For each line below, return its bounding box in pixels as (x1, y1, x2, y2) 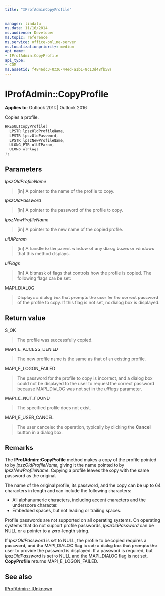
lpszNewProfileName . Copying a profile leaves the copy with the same (5, 467, 149, 473)
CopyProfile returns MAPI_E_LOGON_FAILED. (5, 558, 98, 564)
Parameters (5, 165, 42, 174)
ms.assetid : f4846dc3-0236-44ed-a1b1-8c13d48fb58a (5, 67, 112, 72)
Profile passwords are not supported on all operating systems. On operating (5, 517, 160, 523)
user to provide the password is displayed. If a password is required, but (5, 547, 153, 553)
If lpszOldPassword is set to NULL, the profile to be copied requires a (5, 537, 147, 543)
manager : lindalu (5, 21, 41, 26)
